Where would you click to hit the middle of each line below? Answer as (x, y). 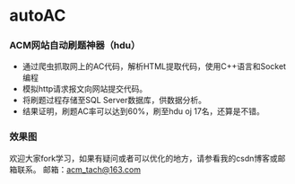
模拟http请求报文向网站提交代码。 (85, 89)
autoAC (38, 16)
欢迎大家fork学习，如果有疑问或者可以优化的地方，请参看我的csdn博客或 (143, 158)
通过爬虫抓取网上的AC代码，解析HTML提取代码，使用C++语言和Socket (154, 66)
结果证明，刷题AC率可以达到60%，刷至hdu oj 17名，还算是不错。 (143, 111)
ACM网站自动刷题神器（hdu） (75, 46)
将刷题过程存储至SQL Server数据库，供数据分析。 (114, 101)
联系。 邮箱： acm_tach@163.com (79, 169)
